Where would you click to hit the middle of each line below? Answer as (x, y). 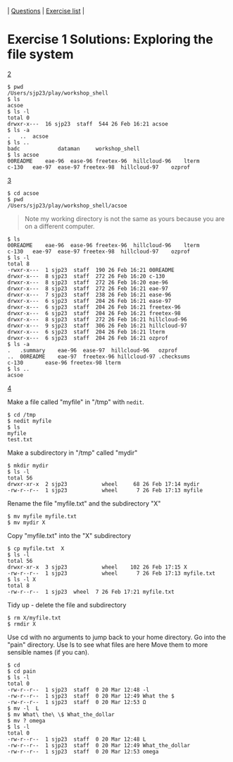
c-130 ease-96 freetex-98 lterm (64, 363)
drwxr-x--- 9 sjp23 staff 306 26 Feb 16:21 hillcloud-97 (97, 326)
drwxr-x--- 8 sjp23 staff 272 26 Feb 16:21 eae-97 (88, 288)
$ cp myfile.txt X (36, 548)
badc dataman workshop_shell (74, 148)
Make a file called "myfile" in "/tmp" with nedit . (76, 402)
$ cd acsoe (23, 193)
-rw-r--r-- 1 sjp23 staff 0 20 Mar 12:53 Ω (77, 702)
